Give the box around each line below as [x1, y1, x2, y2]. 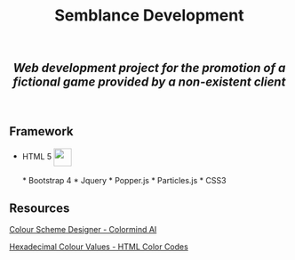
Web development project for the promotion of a [12, 61, 286, 76]
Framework [9, 124, 74, 139]
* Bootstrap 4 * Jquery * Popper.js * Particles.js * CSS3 [21, 175, 227, 185]
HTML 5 [21, 150, 52, 161]
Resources [9, 200, 70, 215]
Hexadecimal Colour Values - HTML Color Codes [9, 241, 188, 252]
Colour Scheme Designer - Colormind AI [9, 224, 157, 235]
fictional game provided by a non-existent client [12, 75, 286, 90]
